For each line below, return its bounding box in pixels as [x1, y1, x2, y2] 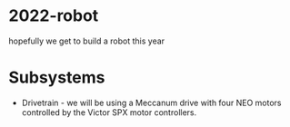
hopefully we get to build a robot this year [8, 35, 165, 46]
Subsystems [8, 67, 105, 88]
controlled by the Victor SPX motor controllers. [21, 106, 197, 118]
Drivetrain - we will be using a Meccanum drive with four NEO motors [21, 97, 283, 108]
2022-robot [8, 5, 99, 26]
